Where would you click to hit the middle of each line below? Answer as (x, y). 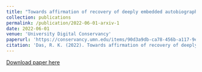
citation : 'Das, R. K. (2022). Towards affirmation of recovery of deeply (102, 46)
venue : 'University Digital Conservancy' (59, 34)
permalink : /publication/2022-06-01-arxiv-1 (63, 23)
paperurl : (19, 40)
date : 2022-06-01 (28, 28)
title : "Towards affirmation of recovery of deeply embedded (84, 12)
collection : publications (38, 17)
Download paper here (33, 62)
